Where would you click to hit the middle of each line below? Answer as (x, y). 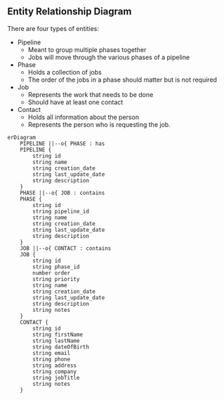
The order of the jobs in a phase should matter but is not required (123, 80)
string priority (56, 279)
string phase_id (56, 267)
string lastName (56, 341)
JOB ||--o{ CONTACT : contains (66, 248)
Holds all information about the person (83, 117)
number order (52, 273)
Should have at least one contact (75, 102)
